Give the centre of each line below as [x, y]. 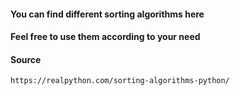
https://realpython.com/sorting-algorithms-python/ [120, 81]
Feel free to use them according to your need [105, 37]
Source [26, 59]
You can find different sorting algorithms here [107, 14]
